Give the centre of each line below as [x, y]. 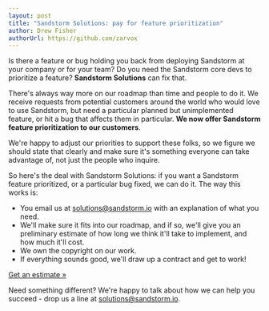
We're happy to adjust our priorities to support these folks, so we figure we [132, 143]
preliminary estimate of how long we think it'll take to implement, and [133, 234]
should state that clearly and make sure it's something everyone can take [129, 151]
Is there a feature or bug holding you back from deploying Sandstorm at [126, 61]
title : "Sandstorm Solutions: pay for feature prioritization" [116, 23]
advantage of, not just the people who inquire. [84, 160]
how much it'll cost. [52, 242]
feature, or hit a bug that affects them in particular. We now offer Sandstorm [134, 119]
